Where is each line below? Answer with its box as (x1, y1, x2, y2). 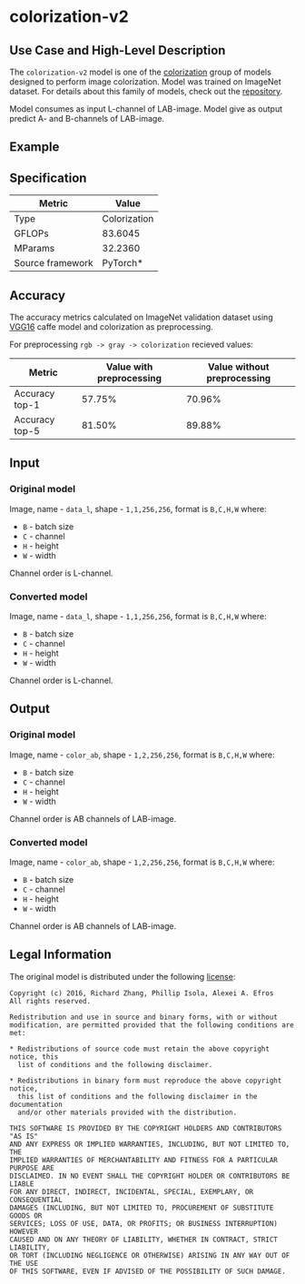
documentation (9, 1100, 64, 1109)
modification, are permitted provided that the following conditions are (9, 1020, 295, 1030)
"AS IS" (9, 1131, 39, 1141)
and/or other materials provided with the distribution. (17, 1108, 238, 1117)
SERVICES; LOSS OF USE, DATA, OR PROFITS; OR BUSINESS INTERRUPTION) (9, 1219, 279, 1228)
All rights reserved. (9, 996, 92, 1005)
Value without (207, 361, 270, 373)
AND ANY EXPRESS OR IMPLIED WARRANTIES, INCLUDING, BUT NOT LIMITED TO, (9, 1140, 290, 1149)
